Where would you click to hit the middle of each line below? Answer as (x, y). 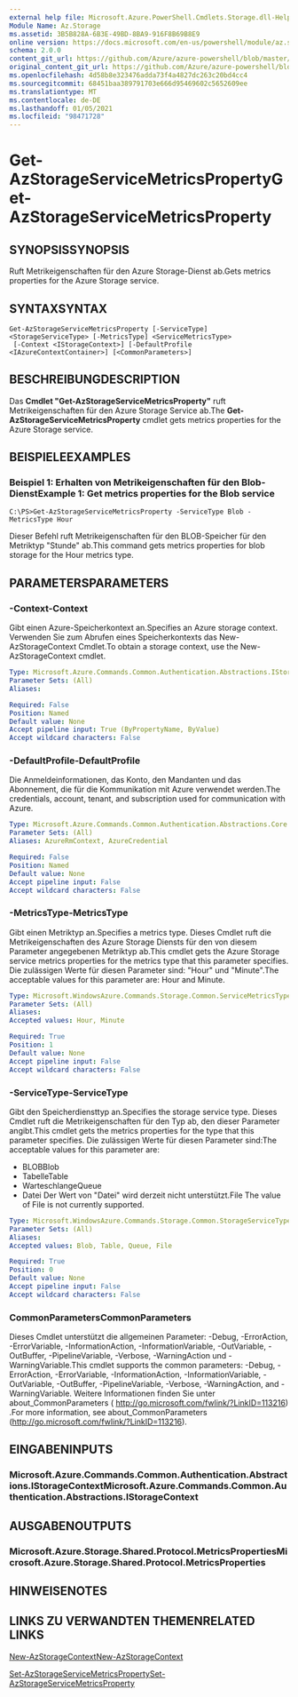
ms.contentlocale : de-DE (55, 100)
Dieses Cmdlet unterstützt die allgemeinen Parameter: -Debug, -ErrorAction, (149, 1337)
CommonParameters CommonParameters (101, 1318)
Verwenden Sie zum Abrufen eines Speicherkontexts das (113, 637)
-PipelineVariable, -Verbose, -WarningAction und (137, 1356)
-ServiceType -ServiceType (69, 1092)
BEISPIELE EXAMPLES (70, 457)
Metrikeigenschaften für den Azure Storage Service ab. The (117, 410)
